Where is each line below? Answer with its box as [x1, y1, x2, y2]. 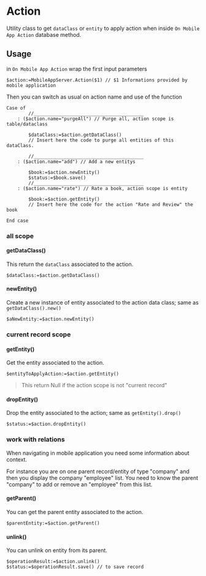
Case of [6, 105, 26, 111]
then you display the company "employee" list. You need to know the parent [6, 474, 198, 482]
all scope [6, 232, 34, 240]
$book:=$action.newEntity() [28, 169, 100, 175]
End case [6, 218, 29, 224]
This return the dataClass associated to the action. [6, 260, 134, 268]
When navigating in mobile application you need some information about [6, 449, 190, 457]
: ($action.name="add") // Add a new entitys [17, 158, 136, 165]
